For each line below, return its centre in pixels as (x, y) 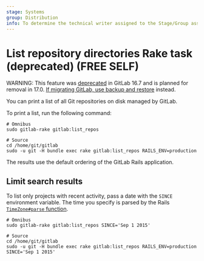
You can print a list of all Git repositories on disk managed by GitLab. (92, 102)
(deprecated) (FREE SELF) (73, 66)
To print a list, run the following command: (59, 113)
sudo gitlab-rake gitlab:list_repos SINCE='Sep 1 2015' (78, 226)
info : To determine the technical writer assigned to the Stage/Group (97, 23)
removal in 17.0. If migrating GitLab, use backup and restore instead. (91, 89)
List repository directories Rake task (100, 53)
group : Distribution (32, 18)
